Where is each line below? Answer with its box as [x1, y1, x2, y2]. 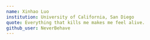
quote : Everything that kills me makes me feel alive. [6, 19, 145, 25]
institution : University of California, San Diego [6, 14, 135, 20]
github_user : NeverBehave [6, 25, 70, 31]
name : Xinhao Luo [6, 8, 49, 15]
